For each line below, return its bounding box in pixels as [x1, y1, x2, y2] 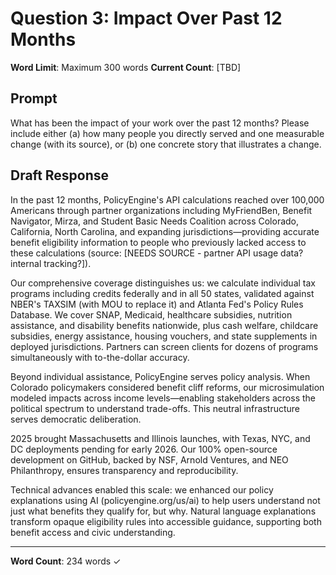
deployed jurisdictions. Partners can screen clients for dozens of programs [10, 340, 319, 352]
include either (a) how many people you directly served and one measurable [10, 127, 325, 139]
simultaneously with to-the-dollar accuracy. [10, 351, 190, 363]
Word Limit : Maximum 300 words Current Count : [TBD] [10, 61, 242, 73]
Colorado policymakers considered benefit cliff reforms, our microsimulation [10, 381, 325, 393]
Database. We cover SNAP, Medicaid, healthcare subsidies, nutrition [10, 308, 293, 321]
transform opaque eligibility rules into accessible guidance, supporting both [10, 515, 322, 527]
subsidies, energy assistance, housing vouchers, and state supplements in [10, 330, 318, 342]
